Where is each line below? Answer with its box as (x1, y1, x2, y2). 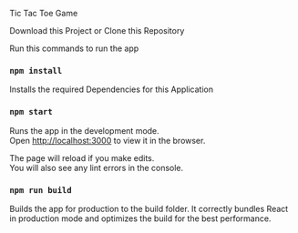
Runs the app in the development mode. (9, 125, 159, 136)
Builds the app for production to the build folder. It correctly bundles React (9, 203, 289, 214)
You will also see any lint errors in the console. (9, 162, 184, 173)
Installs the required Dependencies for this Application (9, 84, 214, 95)
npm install (9, 66, 63, 76)
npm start (9, 106, 53, 117)
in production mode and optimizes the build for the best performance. (9, 213, 272, 224)
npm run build (9, 185, 72, 195)
